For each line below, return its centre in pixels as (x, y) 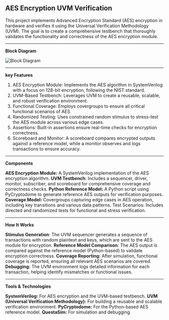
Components (19, 163)
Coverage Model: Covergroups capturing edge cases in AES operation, (79, 199)
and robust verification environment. (50, 100)
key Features (19, 75)
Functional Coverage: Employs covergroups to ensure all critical (78, 106)
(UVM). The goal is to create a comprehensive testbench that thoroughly (80, 31)
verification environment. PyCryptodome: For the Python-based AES (77, 306)
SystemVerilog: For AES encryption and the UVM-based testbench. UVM (81, 296)
